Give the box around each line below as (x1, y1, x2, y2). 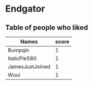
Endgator (5, 3, 45, 15)
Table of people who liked (5, 23, 88, 32)
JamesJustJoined (8, 63, 51, 70)
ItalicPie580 (8, 55, 37, 62)
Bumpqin (8, 47, 29, 54)
